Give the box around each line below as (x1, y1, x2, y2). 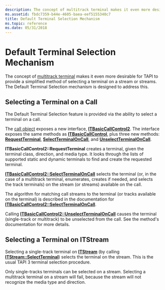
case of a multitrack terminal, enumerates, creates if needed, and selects (5, 176, 153, 182)
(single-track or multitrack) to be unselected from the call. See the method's (5, 216, 159, 222)
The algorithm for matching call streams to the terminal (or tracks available (5, 191, 156, 197)
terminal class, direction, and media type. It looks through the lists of (5, 151, 144, 157)
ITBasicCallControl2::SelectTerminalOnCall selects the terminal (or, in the (5, 171, 157, 177)
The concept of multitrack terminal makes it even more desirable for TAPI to (5, 73, 159, 79)
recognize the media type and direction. (5, 279, 86, 285)
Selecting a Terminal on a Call (5, 98, 98, 106)
